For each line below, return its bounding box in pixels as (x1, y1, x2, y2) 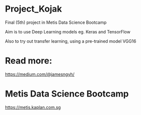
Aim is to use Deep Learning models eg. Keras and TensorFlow (5, 29, 131, 34)
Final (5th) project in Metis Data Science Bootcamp (5, 19, 107, 25)
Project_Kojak (5, 3, 62, 15)
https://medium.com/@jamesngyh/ (5, 71, 75, 77)
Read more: (5, 55, 52, 66)
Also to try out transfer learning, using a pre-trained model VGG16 (5, 38, 137, 44)
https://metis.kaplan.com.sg (5, 104, 61, 110)
